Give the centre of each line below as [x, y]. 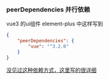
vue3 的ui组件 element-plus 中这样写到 [55, 24]
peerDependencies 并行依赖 [48, 9]
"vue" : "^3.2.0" [48, 46]
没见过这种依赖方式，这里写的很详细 [51, 70]
